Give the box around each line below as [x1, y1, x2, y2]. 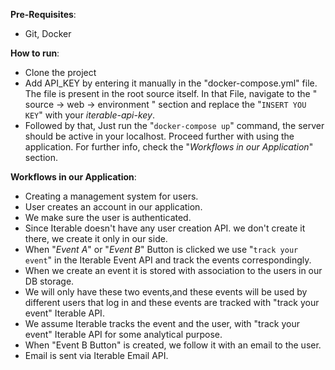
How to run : [10, 47, 60, 59]
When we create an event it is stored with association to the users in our [24, 265, 323, 276]
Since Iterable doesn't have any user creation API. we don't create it [24, 222, 306, 234]
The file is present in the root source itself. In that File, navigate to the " [24, 88, 318, 99]
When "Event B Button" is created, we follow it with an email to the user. [24, 339, 322, 351]
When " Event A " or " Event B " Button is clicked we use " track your [24, 244, 299, 255]
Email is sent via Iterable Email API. [24, 350, 169, 361]
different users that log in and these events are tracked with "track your [24, 297, 320, 308]
